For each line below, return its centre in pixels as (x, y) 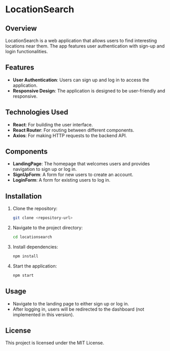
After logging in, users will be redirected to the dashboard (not (78, 309)
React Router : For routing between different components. (73, 130)
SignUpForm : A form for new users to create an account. (73, 174)
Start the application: (35, 266)
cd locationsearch (32, 237)
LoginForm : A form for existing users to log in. (61, 180)
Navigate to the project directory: (48, 228)
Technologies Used (37, 112)
